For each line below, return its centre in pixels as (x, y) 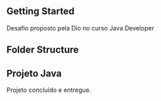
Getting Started (41, 11)
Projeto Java (34, 73)
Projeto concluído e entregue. (49, 90)
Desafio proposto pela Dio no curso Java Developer (80, 28)
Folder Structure (43, 50)
